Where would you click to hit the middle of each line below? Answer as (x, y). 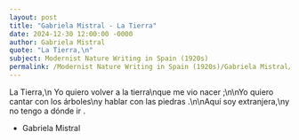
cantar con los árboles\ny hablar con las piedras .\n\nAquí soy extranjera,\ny (149, 101)
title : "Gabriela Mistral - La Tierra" (83, 26)
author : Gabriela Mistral (57, 42)
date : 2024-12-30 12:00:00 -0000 (71, 34)
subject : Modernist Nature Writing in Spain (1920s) (109, 58)
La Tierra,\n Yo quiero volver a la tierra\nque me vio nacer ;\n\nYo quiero (141, 92)
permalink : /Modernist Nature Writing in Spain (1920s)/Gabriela (133, 67)
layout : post (33, 17)
